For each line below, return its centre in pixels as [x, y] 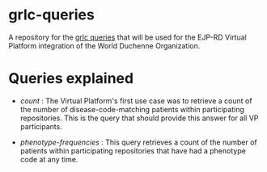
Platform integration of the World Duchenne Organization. [104, 45]
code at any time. [49, 159]
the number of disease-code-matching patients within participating [132, 109]
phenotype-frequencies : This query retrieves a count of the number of [138, 142]
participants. [41, 126]
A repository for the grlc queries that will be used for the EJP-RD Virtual [127, 37]
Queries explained [71, 79]
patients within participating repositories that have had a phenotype [133, 150]
